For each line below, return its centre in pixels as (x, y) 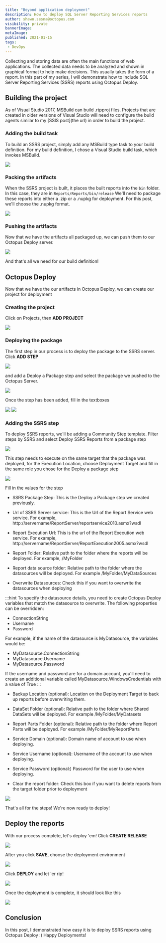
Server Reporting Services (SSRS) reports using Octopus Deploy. (72, 82)
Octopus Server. (22, 381)
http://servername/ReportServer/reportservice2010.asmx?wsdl (77, 523)
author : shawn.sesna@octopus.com (40, 19)
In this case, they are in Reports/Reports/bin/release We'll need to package (83, 193)
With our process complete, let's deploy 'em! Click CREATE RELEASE (76, 835)
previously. (24, 503)
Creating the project (30, 307)
